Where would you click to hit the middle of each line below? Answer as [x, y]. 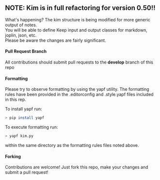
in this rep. [16, 99]
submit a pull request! [27, 172]
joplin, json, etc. [21, 35]
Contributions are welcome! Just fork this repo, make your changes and [77, 167]
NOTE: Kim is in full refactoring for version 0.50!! [80, 8]
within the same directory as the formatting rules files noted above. [72, 145]
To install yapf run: [24, 109]
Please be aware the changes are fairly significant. [56, 40]
